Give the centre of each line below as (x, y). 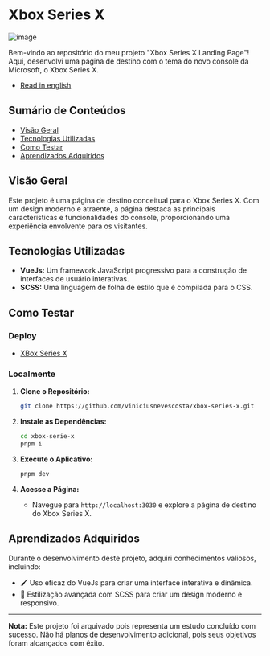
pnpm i (31, 444)
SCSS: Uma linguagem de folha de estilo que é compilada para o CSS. (136, 288)
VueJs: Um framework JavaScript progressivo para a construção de (133, 270)
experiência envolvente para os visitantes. (78, 226)
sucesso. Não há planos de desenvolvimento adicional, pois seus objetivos (132, 634)
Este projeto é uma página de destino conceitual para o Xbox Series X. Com (134, 200)
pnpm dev (35, 474)
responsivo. (39, 603)
